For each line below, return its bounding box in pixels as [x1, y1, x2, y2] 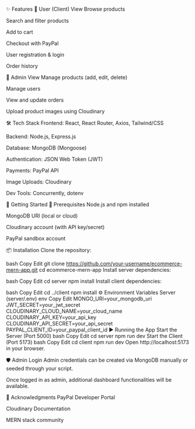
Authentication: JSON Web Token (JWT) [6, 155, 103, 162]
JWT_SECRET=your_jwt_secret [6, 302, 81, 308]
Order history [6, 63, 38, 70]
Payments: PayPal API [6, 167, 59, 174]
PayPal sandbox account [6, 235, 66, 242]
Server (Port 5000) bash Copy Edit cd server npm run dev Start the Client [6, 333, 183, 339]
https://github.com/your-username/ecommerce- [66, 260, 183, 267]
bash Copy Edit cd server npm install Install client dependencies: [6, 278, 162, 285]
